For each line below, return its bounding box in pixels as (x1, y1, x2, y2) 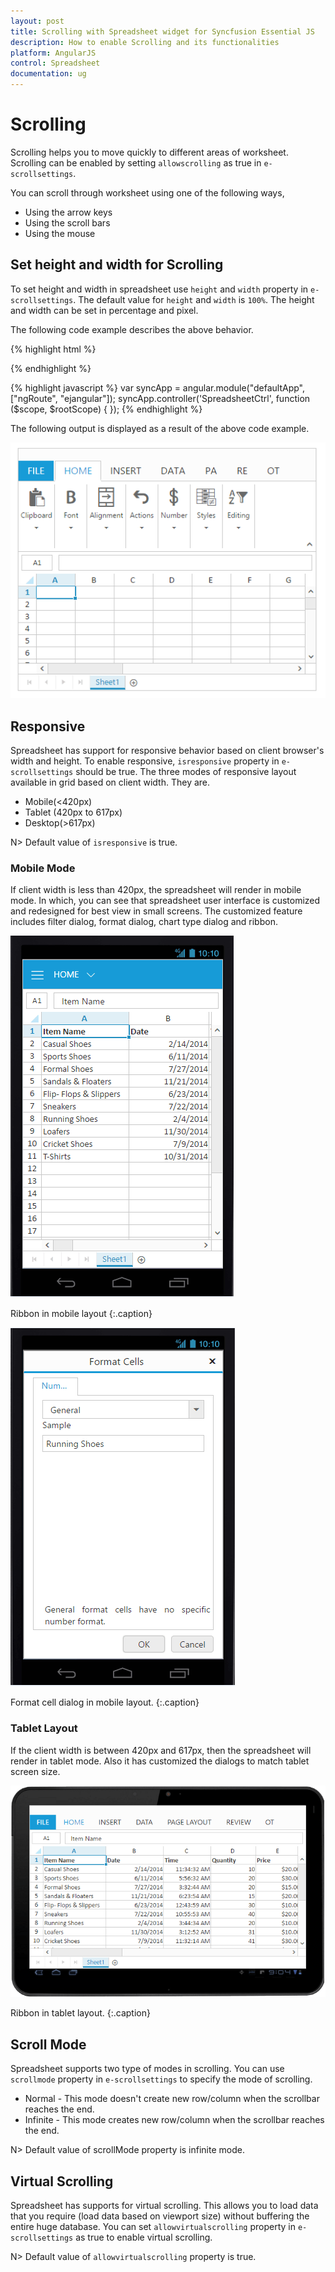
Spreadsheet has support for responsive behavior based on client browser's (10, 745, 325, 757)
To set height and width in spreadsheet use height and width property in (10, 283, 309, 295)
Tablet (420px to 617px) (24, 806, 123, 819)
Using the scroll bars (24, 216, 111, 229)
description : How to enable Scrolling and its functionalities (10, 37, 280, 47)
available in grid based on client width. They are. (10, 776, 211, 789)
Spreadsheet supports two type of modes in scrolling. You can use (10, 2063, 285, 2075)
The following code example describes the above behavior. (10, 323, 254, 335)
